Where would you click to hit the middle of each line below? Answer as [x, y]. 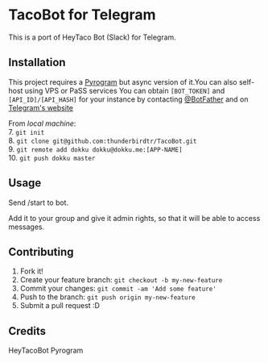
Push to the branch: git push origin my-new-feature [107, 297]
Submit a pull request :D [60, 306]
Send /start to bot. [39, 202]
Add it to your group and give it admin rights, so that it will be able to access [134, 218]
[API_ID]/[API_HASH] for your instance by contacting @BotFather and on [128, 99]
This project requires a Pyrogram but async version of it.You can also [123, 81]
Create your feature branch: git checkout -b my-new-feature [121, 280]
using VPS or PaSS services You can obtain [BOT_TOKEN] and [125, 90]
